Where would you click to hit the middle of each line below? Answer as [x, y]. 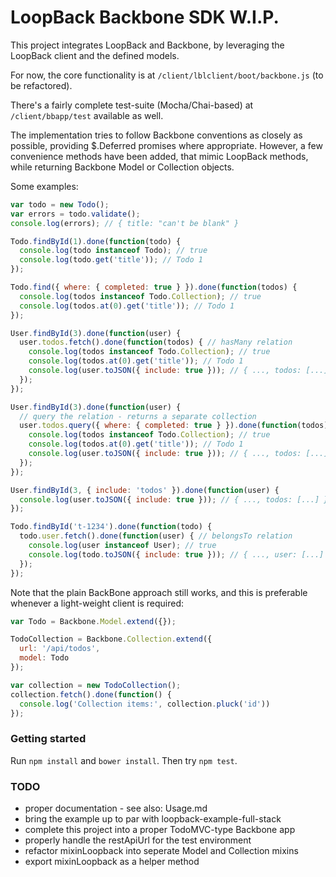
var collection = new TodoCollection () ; [96, 685]
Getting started [48, 739]
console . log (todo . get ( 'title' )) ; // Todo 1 [111, 260]
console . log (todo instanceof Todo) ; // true [113, 251]
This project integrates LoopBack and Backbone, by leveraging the [147, 45]
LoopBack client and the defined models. [95, 55]
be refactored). [41, 85]
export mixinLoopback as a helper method [112, 862]
